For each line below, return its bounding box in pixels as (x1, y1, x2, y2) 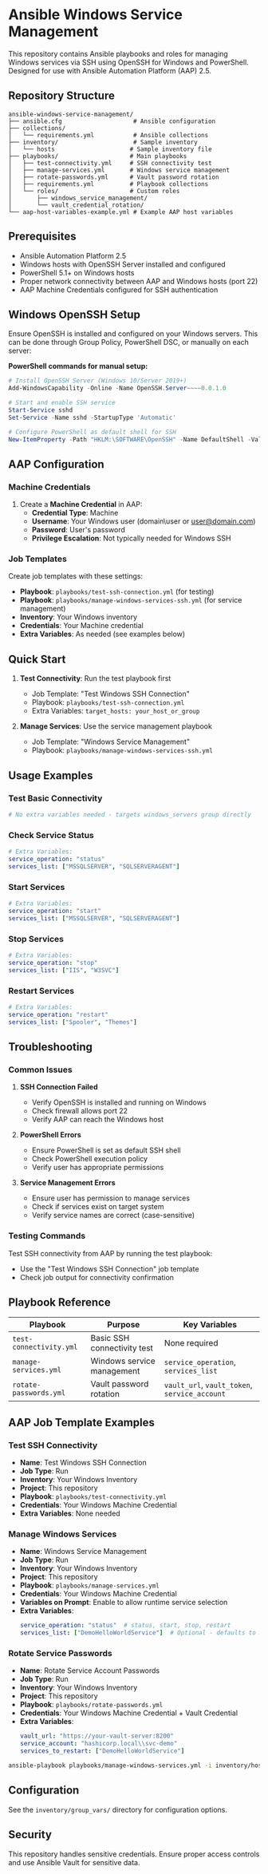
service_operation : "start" (8, 907, 102, 915)
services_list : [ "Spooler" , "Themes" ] (8, 1018, 137, 1026)
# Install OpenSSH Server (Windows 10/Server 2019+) (8, 377, 187, 385)
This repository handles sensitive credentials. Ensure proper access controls (8, 1849, 260, 1859)
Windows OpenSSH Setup (8, 307, 141, 321)
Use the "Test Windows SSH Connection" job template (19, 1263, 199, 1274)
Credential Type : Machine (31, 508, 119, 518)
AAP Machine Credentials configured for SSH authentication (19, 285, 219, 295)
